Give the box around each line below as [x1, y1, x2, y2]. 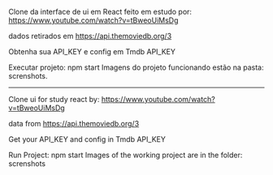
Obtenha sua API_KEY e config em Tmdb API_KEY [8, 47, 176, 56]
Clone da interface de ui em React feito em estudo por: [8, 7, 193, 16]
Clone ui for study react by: [8, 95, 100, 104]
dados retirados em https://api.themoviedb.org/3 [8, 32, 172, 41]
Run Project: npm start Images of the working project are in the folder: [8, 150, 243, 160]
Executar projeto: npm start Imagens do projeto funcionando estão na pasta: [8, 62, 264, 72]
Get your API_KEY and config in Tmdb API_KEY [8, 134, 167, 144]
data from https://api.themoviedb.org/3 [8, 119, 140, 128]
